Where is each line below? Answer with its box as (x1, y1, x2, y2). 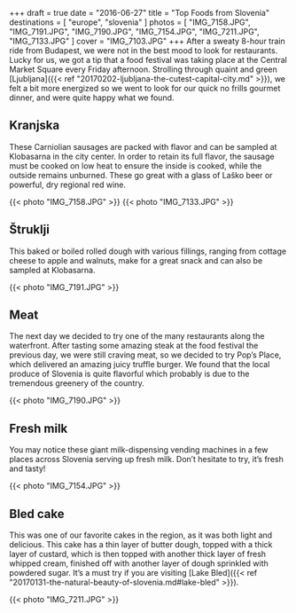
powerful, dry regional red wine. (9, 179, 127, 190)
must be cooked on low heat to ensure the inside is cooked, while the (9, 160, 262, 171)
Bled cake (9, 506, 65, 522)
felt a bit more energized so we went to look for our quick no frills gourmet (9, 83, 281, 93)
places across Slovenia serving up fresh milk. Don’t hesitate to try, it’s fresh (9, 454, 284, 465)
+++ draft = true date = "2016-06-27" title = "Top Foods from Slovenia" (9, 8, 270, 18)
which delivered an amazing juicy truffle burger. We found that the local (9, 359, 270, 370)
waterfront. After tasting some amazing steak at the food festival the (9, 341, 259, 351)
